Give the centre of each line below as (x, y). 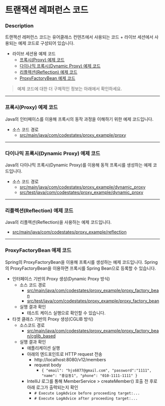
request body (48, 365)
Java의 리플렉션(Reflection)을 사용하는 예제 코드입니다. (58, 222)
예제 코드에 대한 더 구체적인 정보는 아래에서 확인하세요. (69, 89)
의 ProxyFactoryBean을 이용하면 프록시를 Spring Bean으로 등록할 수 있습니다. (81, 268)
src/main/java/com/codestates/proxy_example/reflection (69, 232)
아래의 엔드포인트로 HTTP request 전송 (65, 354)
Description (19, 26)
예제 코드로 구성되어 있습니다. (46, 43)
